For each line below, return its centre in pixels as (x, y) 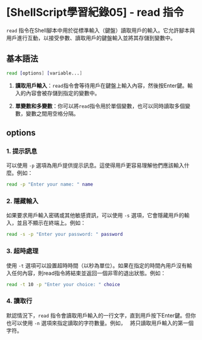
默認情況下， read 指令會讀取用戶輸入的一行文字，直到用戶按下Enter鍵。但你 (101, 315)
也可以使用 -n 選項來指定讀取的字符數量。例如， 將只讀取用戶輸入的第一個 (100, 323)
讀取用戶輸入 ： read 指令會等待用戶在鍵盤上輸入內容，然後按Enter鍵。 (101, 85)
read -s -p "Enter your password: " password (64, 234)
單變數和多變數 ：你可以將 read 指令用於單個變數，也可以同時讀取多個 (100, 106)
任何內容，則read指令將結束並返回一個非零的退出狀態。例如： (89, 273)
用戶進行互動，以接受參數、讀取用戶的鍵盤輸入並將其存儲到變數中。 (91, 38)
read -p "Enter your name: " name (50, 185)
